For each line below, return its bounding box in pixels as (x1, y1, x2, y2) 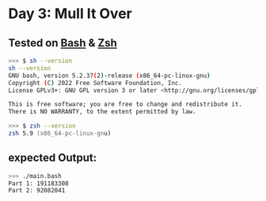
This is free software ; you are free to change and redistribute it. (8, 100, 243, 109)
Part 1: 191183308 (8, 179, 69, 188)
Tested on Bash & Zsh (8, 36, 117, 50)
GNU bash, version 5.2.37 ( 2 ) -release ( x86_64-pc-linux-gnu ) (8, 72, 211, 80)
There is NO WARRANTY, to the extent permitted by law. (8, 108, 196, 116)
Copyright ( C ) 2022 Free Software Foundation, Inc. (8, 79, 182, 87)
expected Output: (8, 151, 97, 165)
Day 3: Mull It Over (8, 5, 132, 23)
